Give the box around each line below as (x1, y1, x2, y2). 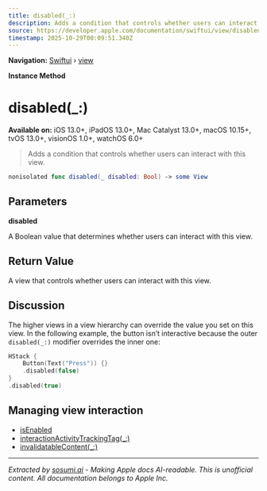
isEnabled (19, 425, 52, 434)
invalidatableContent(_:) (19, 442, 98, 451)
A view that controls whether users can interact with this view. (8, 275, 212, 285)
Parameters (8, 195, 68, 208)
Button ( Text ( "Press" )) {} (22, 360, 109, 368)
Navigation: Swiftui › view (8, 56, 94, 65)
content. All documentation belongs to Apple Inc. (8, 473, 168, 482)
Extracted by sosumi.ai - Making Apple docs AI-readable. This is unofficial (8, 465, 253, 474)
